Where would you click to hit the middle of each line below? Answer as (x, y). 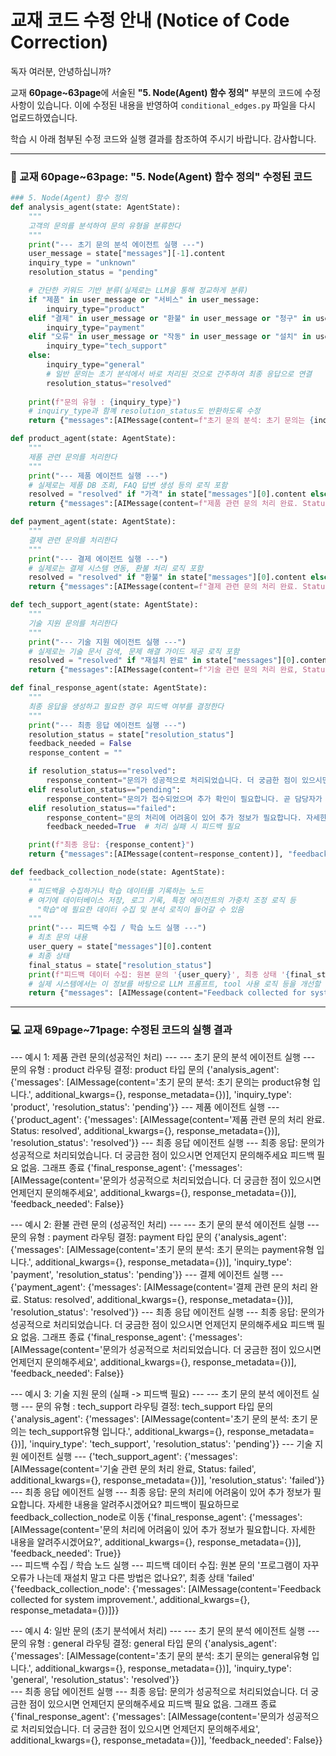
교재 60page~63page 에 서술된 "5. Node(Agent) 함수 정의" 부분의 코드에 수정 (166, 92)
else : (40, 356)
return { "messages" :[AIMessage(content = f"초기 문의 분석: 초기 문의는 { (171, 421)
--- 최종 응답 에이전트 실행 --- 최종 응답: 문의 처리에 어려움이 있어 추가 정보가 (161, 1492)
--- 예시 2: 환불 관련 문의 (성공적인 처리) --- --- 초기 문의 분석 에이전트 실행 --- (165, 1224)
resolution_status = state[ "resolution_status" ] (131, 734)
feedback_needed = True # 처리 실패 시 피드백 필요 (143, 827)
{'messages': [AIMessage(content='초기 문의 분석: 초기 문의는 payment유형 (162, 1249)
